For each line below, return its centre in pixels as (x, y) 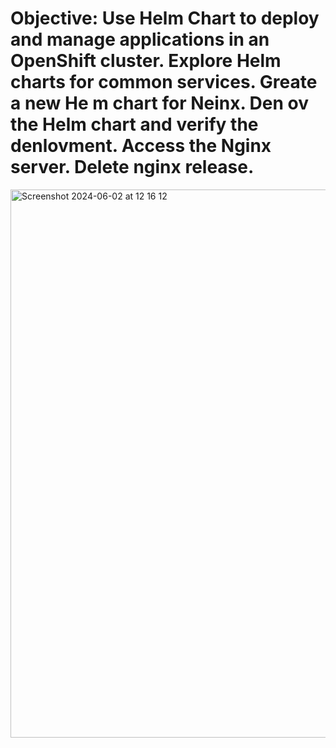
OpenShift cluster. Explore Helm (146, 61)
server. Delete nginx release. (132, 167)
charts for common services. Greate (164, 82)
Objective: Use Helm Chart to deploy (165, 18)
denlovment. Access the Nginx (141, 146)
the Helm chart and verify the (134, 124)
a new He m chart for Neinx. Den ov (160, 103)
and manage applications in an (140, 39)
